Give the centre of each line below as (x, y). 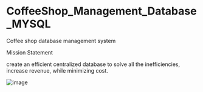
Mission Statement (30, 52)
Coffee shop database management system (61, 41)
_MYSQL (29, 24)
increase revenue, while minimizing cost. (57, 70)
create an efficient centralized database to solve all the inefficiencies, (93, 64)
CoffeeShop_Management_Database (101, 11)
